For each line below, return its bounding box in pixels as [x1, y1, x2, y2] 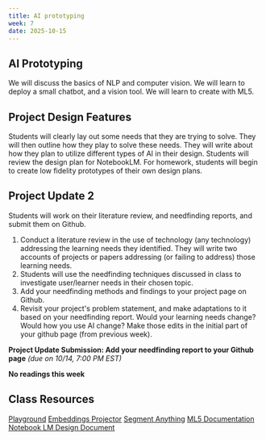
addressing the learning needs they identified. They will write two [19, 243, 238, 253]
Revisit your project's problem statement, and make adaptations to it [19, 304, 247, 313]
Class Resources [8, 392, 95, 406]
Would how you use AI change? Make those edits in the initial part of [19, 321, 248, 330]
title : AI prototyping [8, 11, 85, 20]
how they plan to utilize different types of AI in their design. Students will [8, 149, 249, 158]
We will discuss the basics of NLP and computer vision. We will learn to [8, 78, 246, 88]
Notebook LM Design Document [8, 422, 115, 432]
